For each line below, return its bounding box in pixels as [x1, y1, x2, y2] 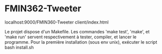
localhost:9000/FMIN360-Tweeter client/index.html [4, 19, 109, 25]
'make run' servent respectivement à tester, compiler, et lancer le [4, 34, 137, 40]
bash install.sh [4, 44, 34, 50]
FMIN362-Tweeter [4, 3, 82, 14]
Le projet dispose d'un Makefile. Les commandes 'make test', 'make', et [4, 28, 150, 34]
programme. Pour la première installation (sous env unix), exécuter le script [4, 39, 158, 45]
